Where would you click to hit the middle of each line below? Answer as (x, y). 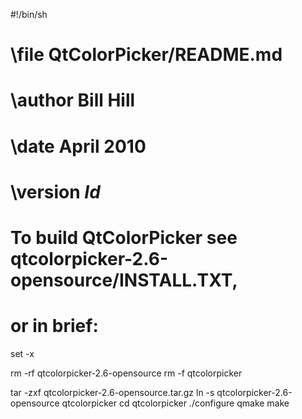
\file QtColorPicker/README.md (146, 55)
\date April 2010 (78, 146)
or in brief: (54, 326)
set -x (22, 353)
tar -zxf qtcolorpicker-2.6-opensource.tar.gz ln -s (112, 392)
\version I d (55, 191)
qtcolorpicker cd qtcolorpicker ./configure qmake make (175, 403)
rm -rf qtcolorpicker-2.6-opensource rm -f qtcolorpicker (126, 373)
